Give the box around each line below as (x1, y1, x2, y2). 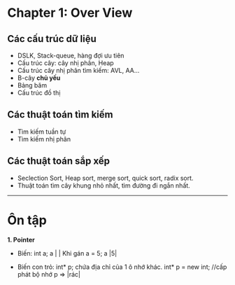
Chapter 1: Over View (7, 5, 133, 21)
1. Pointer (7, 235, 35, 244)
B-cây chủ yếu (17, 74, 61, 82)
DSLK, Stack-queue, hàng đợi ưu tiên (17, 51, 124, 60)
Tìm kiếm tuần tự (17, 127, 66, 136)
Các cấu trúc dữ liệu (7, 33, 97, 45)
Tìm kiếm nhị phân (17, 134, 71, 143)
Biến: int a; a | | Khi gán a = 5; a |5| (17, 249, 117, 257)
